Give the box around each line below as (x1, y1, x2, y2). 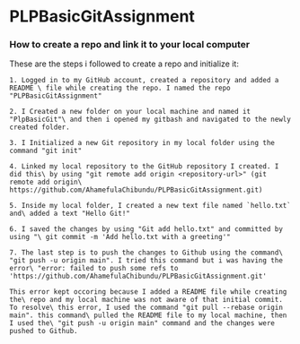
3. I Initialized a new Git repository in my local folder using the (9, 139, 276, 148)
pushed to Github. (9, 327, 78, 336)
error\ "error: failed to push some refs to (9, 264, 179, 273)
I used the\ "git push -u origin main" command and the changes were (9, 319, 276, 328)
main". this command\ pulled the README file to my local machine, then (9, 311, 287, 320)
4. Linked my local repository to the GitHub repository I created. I (9, 162, 279, 171)
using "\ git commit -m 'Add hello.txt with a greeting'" (9, 233, 231, 242)
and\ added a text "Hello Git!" (9, 209, 130, 219)
